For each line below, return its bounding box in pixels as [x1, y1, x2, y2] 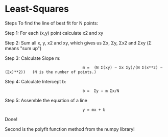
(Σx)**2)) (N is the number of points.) [5, 70, 97, 75]
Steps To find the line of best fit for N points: [5, 20, 98, 26]
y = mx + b [82, 107, 106, 112]
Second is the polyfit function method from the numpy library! [5, 126, 135, 132]
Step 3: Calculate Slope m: [5, 55, 61, 61]
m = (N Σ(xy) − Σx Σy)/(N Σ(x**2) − [82, 65, 163, 70]
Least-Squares [5, 3, 69, 15]
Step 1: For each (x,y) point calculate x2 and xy [5, 30, 104, 36]
